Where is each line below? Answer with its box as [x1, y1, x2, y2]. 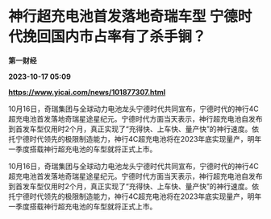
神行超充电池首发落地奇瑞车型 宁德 [8, 7, 238, 26]
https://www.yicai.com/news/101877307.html [8, 87, 166, 97]
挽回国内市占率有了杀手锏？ [23, 27, 207, 46]
